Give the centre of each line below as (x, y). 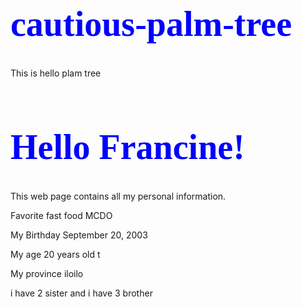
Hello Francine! (127, 147)
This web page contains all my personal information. (118, 196)
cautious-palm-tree (151, 24)
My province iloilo (47, 273)
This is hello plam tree (56, 73)
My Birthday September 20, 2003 (79, 235)
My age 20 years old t (55, 254)
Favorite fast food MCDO (61, 215)
